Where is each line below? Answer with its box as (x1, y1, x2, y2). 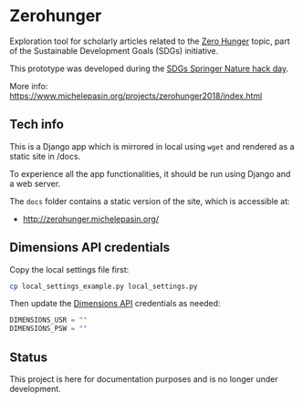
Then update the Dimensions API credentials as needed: (9, 298, 221, 309)
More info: (9, 80, 48, 91)
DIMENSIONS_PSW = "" (9, 325, 89, 334)
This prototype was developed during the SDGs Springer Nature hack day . (9, 63, 289, 74)
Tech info (9, 117, 64, 132)
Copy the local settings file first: (9, 263, 130, 274)
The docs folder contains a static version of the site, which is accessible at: (9, 195, 290, 206)
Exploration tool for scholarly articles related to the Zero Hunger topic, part (9, 36, 290, 46)
